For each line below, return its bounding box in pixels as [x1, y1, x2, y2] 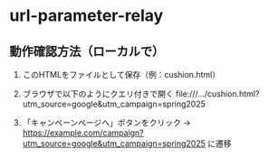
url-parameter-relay [9, 5, 164, 26]
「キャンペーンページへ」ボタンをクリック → [22, 117, 192, 127]
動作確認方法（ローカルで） [9, 43, 165, 59]
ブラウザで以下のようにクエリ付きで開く [22, 88, 174, 99]
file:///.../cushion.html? [175, 88, 260, 99]
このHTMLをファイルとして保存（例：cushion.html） [22, 70, 220, 79]
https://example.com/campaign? [22, 127, 145, 138]
